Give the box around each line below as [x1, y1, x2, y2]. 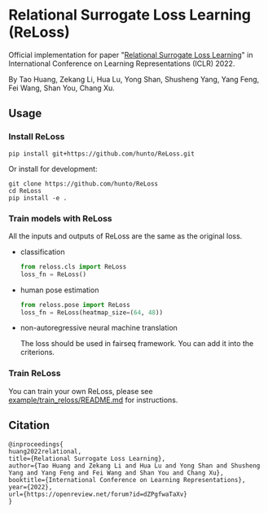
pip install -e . [8, 194, 68, 202]
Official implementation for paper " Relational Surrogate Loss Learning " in [8, 50, 253, 59]
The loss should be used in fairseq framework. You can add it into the [20, 339, 254, 349]
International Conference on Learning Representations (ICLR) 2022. [8, 59, 235, 68]
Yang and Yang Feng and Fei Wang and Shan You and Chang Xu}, [8, 468, 224, 477]
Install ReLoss [8, 131, 65, 142]
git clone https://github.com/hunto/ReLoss [8, 179, 159, 188]
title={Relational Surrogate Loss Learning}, [8, 454, 165, 463]
